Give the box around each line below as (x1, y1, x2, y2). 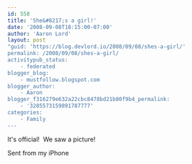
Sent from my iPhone (7, 148, 70, 157)
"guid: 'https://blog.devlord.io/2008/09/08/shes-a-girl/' (7, 43, 186, 50)
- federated (20, 63, 55, 70)
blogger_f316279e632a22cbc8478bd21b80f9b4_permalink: (7, 96, 171, 103)
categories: (7, 109, 43, 116)
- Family (20, 115, 46, 122)
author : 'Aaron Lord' (7, 30, 72, 37)
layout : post (7, 37, 46, 44)
